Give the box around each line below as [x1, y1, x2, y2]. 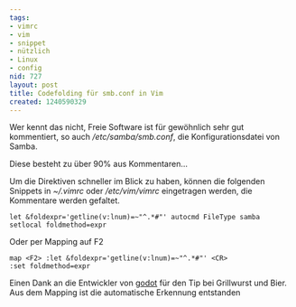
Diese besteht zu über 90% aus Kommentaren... [9, 159, 188, 170]
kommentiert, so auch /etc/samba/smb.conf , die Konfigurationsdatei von [9, 132, 280, 143]
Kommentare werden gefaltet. [9, 195, 120, 206]
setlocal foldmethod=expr [9, 220, 106, 230]
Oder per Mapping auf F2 [9, 237, 104, 247]
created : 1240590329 [9, 97, 88, 107]
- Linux [9, 55, 39, 64]
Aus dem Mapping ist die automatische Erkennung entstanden [9, 287, 241, 298]
